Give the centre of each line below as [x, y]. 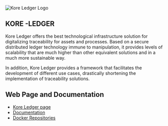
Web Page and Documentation [55, 95]
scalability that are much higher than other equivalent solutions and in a [80, 52]
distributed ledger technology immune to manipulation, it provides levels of [84, 47]
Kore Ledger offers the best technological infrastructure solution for [77, 36]
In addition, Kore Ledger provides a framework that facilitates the [74, 68]
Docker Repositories [34, 118]
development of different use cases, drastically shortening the [71, 73]
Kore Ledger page [32, 107]
